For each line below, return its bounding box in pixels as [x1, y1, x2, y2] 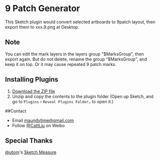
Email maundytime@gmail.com [12, 117, 74, 123]
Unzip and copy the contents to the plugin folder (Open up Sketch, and [12, 93, 154, 99]
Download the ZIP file [12, 88, 55, 94]
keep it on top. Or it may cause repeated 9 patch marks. [5, 61, 117, 67]
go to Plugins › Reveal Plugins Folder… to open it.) [12, 98, 114, 104]
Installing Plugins [5, 76, 59, 84]
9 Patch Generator [5, 3, 80, 14]
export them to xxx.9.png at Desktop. [5, 24, 80, 30]
